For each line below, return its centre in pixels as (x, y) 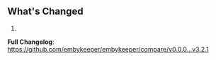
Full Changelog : (31, 42)
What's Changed (45, 12)
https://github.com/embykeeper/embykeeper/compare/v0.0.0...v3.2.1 (108, 49)
